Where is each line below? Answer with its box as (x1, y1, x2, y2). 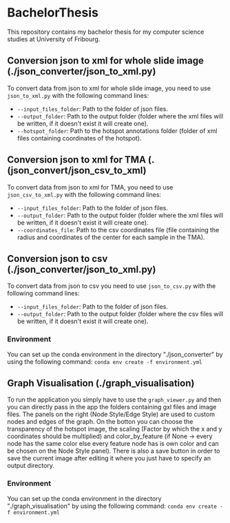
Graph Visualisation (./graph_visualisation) (7, 378, 195, 389)
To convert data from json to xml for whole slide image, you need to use (7, 84, 211, 92)
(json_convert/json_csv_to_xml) (7, 165, 147, 176)
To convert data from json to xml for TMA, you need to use (7, 183, 174, 191)
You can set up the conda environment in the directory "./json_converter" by (7, 350, 223, 358)
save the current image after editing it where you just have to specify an (7, 454, 211, 462)
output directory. (7, 462, 55, 470)
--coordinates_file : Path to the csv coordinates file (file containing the (17, 225, 220, 234)
